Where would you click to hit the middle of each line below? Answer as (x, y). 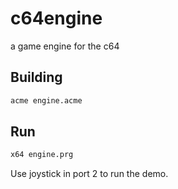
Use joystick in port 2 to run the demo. (89, 174)
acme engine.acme (46, 100)
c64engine (56, 18)
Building (36, 77)
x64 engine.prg (42, 155)
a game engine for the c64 (65, 46)
